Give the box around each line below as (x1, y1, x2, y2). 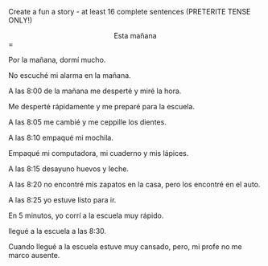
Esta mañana (113, 31, 157, 40)
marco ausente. (8, 251, 60, 260)
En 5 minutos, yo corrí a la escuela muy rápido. (8, 211, 164, 220)
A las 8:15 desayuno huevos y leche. (8, 164, 129, 174)
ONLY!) (8, 15, 33, 25)
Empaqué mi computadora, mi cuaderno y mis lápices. (8, 149, 189, 158)
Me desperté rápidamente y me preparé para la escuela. (8, 102, 196, 111)
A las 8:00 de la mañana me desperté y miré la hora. (8, 86, 182, 96)
